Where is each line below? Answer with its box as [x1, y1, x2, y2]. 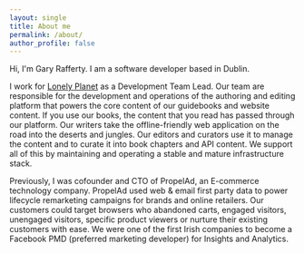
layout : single [9, 13, 67, 23]
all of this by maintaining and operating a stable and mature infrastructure [9, 149, 284, 160]
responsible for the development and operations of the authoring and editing [9, 91, 296, 102]
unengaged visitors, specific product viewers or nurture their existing [9, 214, 269, 225]
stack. [9, 158, 33, 169]
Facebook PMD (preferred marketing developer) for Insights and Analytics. [9, 233, 289, 245]
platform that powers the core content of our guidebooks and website [9, 101, 270, 112]
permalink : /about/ [9, 30, 83, 39]
